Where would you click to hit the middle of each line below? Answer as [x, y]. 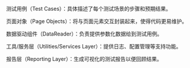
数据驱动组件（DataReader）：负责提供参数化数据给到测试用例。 [84, 34]
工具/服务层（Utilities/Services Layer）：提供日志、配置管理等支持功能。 [94, 46]
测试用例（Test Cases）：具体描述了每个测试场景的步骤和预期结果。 [89, 9]
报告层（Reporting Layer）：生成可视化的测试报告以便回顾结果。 [84, 59]
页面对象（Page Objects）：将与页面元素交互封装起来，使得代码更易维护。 [97, 21]
